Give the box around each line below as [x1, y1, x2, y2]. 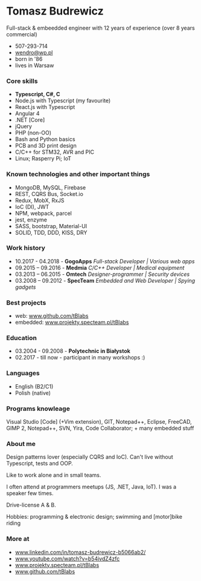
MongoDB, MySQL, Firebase [14, 183, 86, 191]
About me [6, 439, 36, 448]
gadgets [14, 283, 36, 290]
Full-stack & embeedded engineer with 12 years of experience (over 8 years [6, 24, 195, 31]
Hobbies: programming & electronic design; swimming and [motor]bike [6, 513, 183, 520]
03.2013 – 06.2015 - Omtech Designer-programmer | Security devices [14, 271, 190, 278]
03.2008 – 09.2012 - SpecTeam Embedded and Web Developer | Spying [14, 277, 196, 284]
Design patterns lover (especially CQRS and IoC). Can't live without [6, 453, 173, 461]
